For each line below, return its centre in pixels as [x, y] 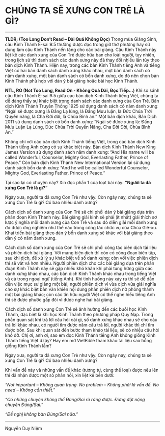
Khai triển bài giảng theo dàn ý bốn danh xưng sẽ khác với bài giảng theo [79, 233]
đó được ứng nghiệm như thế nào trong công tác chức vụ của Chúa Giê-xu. [81, 227]
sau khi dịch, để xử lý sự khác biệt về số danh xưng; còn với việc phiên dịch [82, 258]
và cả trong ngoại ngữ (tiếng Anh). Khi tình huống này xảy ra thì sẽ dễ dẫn [80, 279]
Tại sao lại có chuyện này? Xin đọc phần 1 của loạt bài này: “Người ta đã [78, 182]
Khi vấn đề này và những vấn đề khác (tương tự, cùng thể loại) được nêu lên [82, 370]
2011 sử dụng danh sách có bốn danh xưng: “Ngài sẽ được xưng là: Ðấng [79, 122]
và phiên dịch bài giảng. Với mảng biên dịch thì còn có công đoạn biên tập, [81, 252]
